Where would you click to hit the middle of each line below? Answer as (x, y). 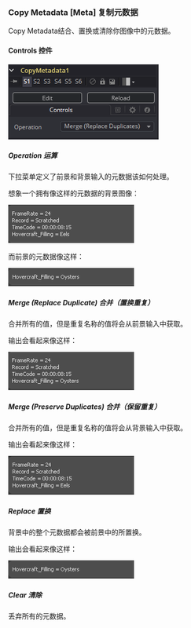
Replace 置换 (29, 511)
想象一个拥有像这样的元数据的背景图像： (73, 193)
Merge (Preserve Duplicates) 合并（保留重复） (84, 407)
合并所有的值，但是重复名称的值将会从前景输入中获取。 (97, 324)
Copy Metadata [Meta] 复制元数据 (73, 12)
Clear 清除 (25, 595)
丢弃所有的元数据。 (39, 616)
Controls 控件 (30, 50)
